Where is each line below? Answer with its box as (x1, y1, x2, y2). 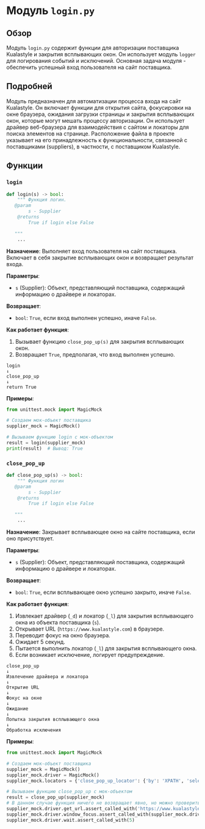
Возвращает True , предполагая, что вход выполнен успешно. (15, 350, 175, 358)
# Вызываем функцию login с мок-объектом (6, 434, 113, 440)
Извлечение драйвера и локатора (6, 674, 88, 680)
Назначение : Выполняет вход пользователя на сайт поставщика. (6, 247, 178, 255)
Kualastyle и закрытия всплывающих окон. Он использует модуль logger (6, 51, 196, 58)
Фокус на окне (6, 695, 43, 701)
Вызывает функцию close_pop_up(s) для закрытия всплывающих (15, 338, 184, 345)
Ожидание (6, 706, 29, 712)
